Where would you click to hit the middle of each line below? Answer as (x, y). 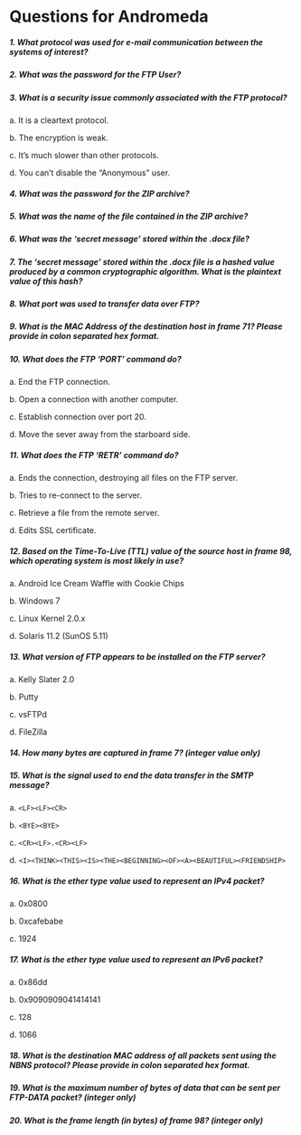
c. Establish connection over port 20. (78, 417)
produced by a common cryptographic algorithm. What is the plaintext (146, 271)
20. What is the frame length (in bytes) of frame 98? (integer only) (136, 1120)
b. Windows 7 (35, 601)
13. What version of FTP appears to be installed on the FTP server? (137, 656)
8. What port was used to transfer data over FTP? (104, 304)
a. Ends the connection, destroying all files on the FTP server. (123, 478)
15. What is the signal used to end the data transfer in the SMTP (132, 775)
